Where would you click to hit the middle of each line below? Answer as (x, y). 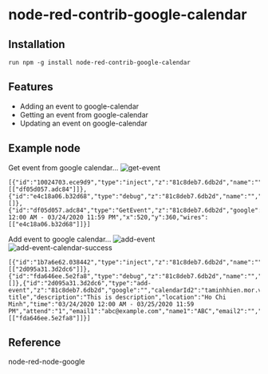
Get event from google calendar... (63, 167)
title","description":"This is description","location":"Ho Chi (117, 297)
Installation (37, 44)
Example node (45, 148)
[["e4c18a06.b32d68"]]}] (49, 224)
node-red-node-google (47, 362)
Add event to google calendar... (60, 239)
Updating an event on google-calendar (83, 123)
